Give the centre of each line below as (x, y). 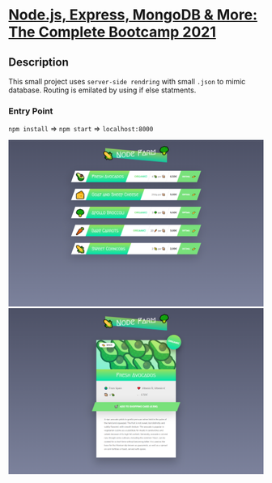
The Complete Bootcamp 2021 (112, 32)
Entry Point (31, 111)
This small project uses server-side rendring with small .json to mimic (127, 81)
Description (38, 62)
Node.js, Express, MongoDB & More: (133, 15)
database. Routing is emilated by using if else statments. (102, 90)
